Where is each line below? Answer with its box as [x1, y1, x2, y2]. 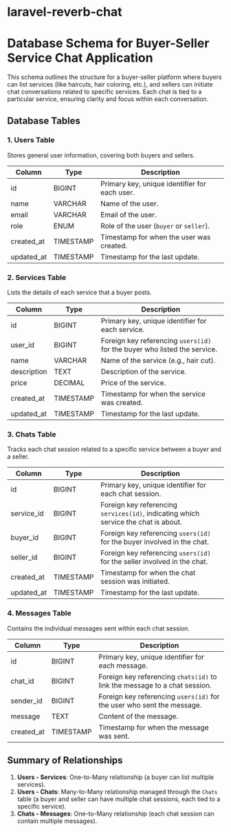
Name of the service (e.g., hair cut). [100, 355, 216, 365]
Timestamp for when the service [100, 389, 206, 399]
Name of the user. [100, 199, 159, 208]
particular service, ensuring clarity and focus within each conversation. [7, 95, 209, 103]
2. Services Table [7, 272, 67, 282]
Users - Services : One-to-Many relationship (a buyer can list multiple [16, 773, 214, 781]
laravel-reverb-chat [7, 4, 122, 20]
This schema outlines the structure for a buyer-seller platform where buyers [7, 73, 222, 81]
